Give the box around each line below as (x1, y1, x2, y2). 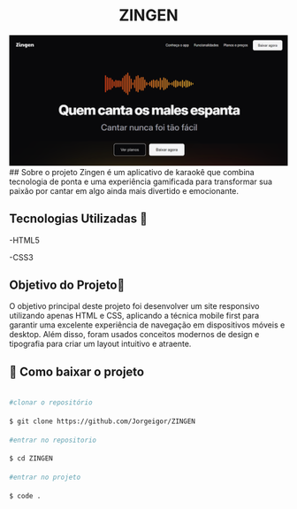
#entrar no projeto (9, 473, 81, 482)
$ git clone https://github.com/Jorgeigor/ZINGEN (9, 417, 196, 426)
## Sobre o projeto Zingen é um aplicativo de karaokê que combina (9, 166, 255, 177)
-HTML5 (9, 235, 40, 245)
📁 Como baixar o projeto (9, 364, 144, 379)
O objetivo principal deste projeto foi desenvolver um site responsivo (9, 301, 260, 312)
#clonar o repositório (9, 398, 93, 407)
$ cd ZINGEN (9, 454, 53, 463)
